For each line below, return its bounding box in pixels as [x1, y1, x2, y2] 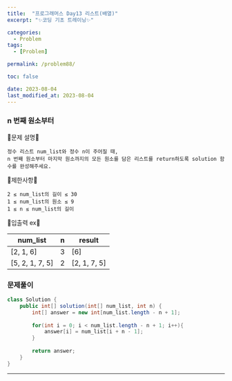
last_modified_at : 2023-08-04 [7, 92, 95, 99]
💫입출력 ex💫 [7, 218, 41, 226]
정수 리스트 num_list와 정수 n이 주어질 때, [7, 148, 119, 155]
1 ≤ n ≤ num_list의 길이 [7, 205, 75, 213]
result [79, 235, 99, 245]
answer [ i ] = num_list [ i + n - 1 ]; [43, 329, 144, 335]
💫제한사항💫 [7, 175, 38, 184]
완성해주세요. [19, 163, 52, 170]
